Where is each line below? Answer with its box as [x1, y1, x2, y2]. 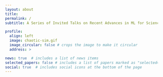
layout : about [5, 7, 34, 12]
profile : [5, 29, 23, 34]
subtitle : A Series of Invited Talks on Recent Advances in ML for [5, 20, 145, 26]
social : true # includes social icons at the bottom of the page [5, 64, 142, 70]
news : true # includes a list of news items [5, 56, 98, 61]
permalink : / [5, 16, 32, 21]
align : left [9, 34, 34, 38]
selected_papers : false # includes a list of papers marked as [5, 60, 136, 65]
